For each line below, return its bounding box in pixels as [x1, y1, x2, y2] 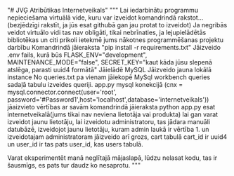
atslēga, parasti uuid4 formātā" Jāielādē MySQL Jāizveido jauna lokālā [7, 66, 212, 74]
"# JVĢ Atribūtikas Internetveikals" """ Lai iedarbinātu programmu [7, 6, 199, 14]
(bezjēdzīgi [7, 21, 40, 29]
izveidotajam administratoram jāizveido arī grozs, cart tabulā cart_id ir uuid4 [7, 133, 228, 141]
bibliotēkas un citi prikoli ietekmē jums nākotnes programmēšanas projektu [7, 36, 223, 44]
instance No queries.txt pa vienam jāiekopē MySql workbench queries [7, 73, 211, 81]
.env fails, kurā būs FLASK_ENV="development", [7, 50, 148, 59]
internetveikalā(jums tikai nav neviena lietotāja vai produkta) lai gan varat [7, 110, 219, 119]
